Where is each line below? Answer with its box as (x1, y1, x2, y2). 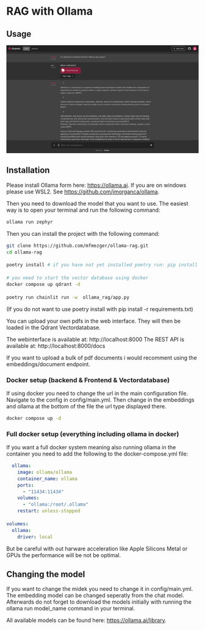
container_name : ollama (17, 476, 78, 482)
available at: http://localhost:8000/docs (6, 342, 106, 350)
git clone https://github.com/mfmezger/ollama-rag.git (6, 242, 149, 249)
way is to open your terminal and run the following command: (6, 206, 160, 214)
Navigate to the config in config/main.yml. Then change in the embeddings (6, 396, 195, 403)
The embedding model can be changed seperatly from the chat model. (6, 592, 184, 599)
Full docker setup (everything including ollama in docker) (6, 430, 179, 438)
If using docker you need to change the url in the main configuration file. (6, 389, 188, 397)
